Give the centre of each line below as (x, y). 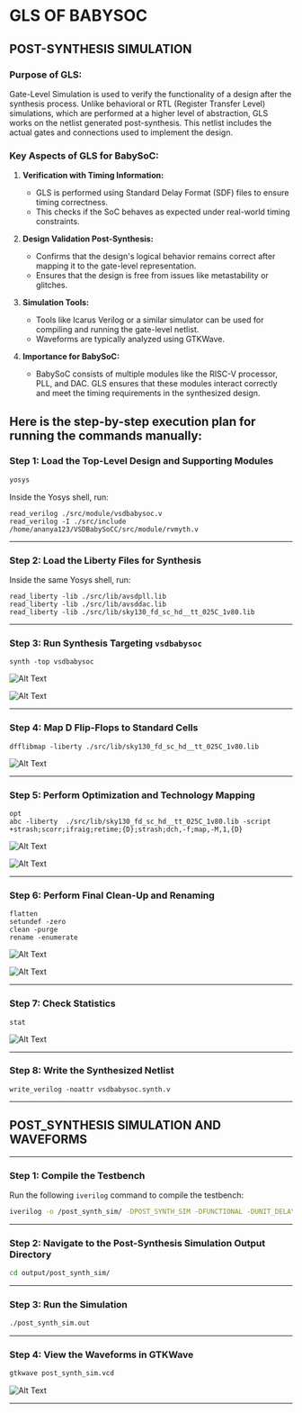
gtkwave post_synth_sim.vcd (62, 1373)
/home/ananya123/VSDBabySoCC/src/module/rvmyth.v (104, 529)
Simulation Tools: (56, 303)
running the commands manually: (106, 435)
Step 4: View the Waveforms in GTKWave (102, 1354)
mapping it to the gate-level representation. (116, 266)
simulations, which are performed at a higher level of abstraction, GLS (139, 113)
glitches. (52, 285)
